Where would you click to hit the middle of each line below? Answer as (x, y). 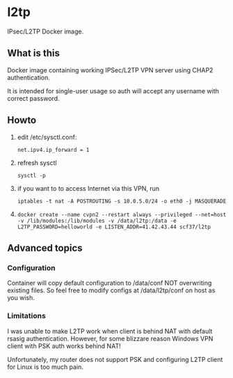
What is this (34, 53)
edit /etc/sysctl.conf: (47, 137)
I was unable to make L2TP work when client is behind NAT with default (110, 331)
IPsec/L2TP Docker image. (46, 31)
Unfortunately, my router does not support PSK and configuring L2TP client (115, 359)
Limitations (27, 316)
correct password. (34, 98)
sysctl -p (32, 175)
